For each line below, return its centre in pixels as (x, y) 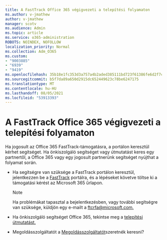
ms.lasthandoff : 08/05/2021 (34, 93)
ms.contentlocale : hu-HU (31, 88)
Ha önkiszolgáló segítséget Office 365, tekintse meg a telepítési (78, 217)
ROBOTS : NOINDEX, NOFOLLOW (33, 42)
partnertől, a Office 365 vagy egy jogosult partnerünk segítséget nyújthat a (82, 157)
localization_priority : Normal (38, 47)
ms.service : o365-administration (40, 38)
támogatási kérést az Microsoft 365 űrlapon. (58, 183)
